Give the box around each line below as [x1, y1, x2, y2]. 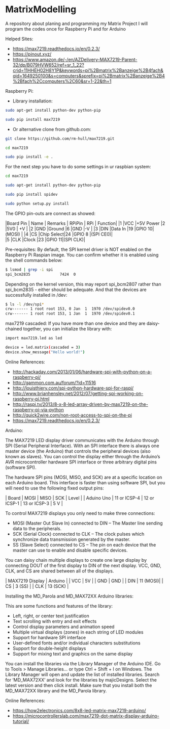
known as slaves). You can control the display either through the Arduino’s [5, 453, 160, 459]
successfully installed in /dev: [5, 292, 67, 298]
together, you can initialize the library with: [23, 326, 112, 332]
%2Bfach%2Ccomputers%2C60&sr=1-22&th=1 [12, 78, 112, 84]
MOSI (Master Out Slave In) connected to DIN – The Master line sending [12, 520, 163, 526]
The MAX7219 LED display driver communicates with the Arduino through [5, 437, 159, 443]
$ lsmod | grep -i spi [5, 267, 53, 272]
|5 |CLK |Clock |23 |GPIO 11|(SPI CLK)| [5, 236, 85, 243]
